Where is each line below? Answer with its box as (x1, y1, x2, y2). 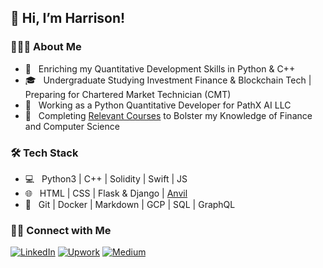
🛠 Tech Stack (10, 146, 79, 160)
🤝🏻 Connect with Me (10, 223, 112, 237)
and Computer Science (24, 120, 120, 132)
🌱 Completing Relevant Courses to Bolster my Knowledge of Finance (24, 109, 313, 121)
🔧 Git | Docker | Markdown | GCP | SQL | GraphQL (24, 198, 236, 210)
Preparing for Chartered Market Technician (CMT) (24, 88, 232, 100)
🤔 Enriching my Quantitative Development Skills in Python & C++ (24, 62, 296, 75)
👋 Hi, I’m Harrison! (10, 10, 126, 27)
